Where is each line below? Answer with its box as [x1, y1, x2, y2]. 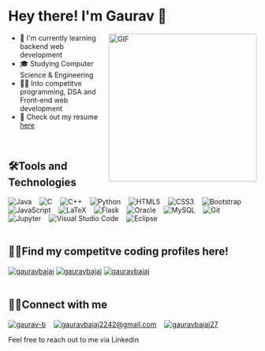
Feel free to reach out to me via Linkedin [8, 334, 140, 344]
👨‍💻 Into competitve [19, 78, 82, 88]
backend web [19, 41, 65, 50]
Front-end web [19, 95, 69, 105]
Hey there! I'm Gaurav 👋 [8, 7, 167, 25]
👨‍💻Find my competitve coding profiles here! [8, 245, 229, 259]
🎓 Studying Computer [19, 58, 94, 68]
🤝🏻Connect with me [8, 297, 108, 311]
